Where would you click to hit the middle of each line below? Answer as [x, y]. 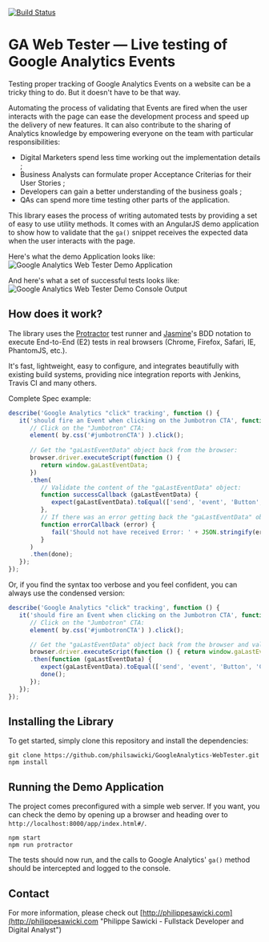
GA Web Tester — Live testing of [118, 45]
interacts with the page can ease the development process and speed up [129, 116]
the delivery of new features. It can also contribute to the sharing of [120, 125]
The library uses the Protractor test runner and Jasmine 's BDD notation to [130, 333]
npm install [28, 763]
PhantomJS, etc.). [38, 350]
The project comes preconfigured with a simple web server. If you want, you [134, 806]
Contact [29, 894]
